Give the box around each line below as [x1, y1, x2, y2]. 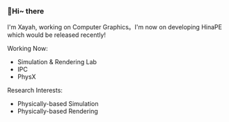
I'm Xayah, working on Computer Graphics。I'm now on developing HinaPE [7, 23, 223, 31]
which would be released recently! [7, 31, 106, 39]
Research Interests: [7, 86, 63, 95]
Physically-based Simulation [17, 100, 99, 108]
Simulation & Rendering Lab [17, 58, 97, 66]
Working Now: [7, 45, 49, 53]
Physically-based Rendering [17, 107, 99, 116]
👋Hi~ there [7, 6, 45, 16]
